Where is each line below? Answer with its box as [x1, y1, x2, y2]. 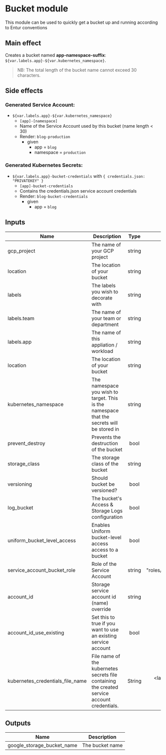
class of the [91, 460, 119, 467]
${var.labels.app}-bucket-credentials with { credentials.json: [12, 173, 146, 179]
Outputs [5, 719, 31, 727]
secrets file [91, 671, 118, 678]
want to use [91, 626, 119, 633]
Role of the [91, 560, 117, 567]
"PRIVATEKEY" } [12, 178, 44, 183]
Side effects [5, 87, 43, 95]
